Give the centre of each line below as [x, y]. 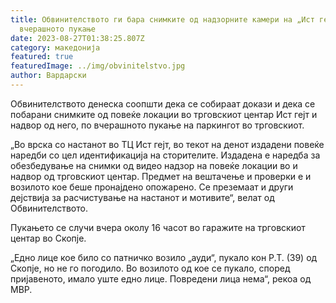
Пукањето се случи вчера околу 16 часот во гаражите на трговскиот [158, 227]
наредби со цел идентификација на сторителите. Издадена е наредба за [165, 155]
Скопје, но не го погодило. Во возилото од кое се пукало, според [150, 268]
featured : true [42, 57]
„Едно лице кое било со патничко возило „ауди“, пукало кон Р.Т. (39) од [164, 257]
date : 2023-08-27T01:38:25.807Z [77, 38]
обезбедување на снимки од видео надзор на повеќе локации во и [154, 165]
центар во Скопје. [48, 238]
